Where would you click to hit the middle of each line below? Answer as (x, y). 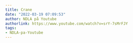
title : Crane (19, 10)
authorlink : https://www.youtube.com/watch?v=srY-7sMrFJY (66, 23)
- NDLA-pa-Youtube (24, 33)
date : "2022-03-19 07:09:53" (35, 14)
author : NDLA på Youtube (31, 19)
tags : (11, 28)
